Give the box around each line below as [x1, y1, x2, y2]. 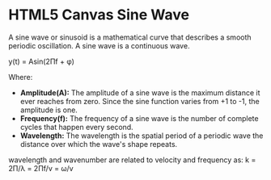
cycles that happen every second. [19, 122, 133, 132]
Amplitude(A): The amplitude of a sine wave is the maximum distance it [19, 87, 260, 98]
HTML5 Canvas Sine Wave [8, 6, 190, 24]
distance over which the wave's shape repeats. [19, 139, 178, 149]
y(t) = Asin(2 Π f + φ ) [8, 57, 75, 66]
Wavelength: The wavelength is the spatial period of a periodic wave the [19, 131, 264, 140]
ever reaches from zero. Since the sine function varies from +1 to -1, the [19, 96, 260, 106]
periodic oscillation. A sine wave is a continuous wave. [8, 40, 190, 50]
